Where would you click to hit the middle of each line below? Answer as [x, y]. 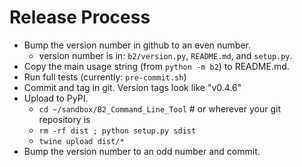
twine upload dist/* [81, 141]
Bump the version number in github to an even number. [137, 45]
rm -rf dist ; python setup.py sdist [117, 131]
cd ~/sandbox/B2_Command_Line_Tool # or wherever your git [160, 108]
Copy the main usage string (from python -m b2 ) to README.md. [156, 66]
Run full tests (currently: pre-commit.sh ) [105, 77]
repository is [64, 119]
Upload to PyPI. [56, 98]
